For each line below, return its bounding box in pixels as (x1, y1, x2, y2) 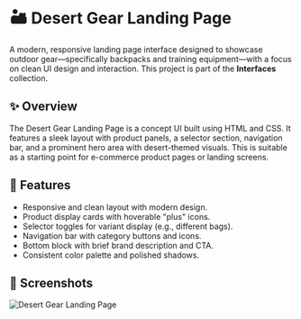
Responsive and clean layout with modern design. (22, 201, 208, 213)
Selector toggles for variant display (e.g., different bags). (22, 221, 233, 232)
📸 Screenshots (9, 275, 94, 290)
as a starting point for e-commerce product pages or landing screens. (9, 151, 269, 162)
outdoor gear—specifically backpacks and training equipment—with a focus (9, 53, 292, 64)
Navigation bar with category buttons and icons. (22, 230, 202, 241)
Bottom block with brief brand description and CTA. (22, 240, 214, 251)
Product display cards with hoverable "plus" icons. (22, 211, 211, 222)
